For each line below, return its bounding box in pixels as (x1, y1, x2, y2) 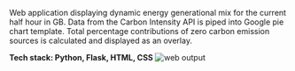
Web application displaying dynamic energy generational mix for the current (9, 8, 286, 18)
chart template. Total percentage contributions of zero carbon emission (9, 26, 270, 36)
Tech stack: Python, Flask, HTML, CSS (9, 53, 153, 62)
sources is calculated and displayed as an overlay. (9, 35, 193, 46)
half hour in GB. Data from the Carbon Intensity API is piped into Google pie (9, 17, 284, 27)
